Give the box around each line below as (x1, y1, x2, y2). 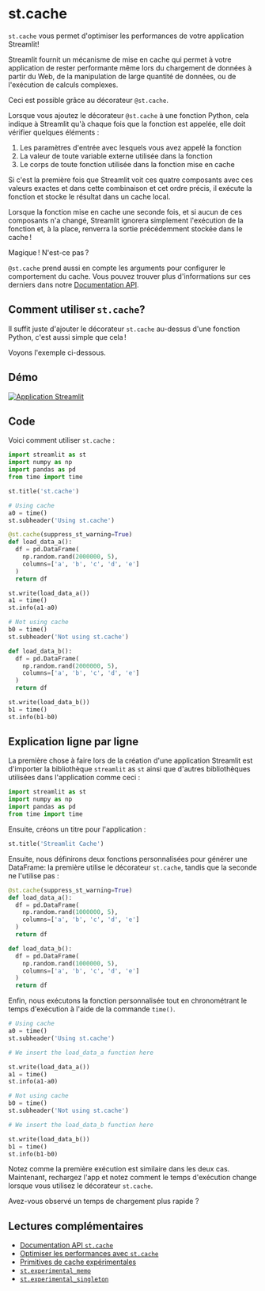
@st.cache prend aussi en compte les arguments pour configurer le (8, 263, 225, 272)
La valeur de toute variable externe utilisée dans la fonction (19, 151, 214, 161)
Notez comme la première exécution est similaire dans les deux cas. (8, 1164, 230, 1174)
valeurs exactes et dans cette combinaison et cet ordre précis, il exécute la (8, 183, 252, 192)
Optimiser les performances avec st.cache (19, 1249, 159, 1259)
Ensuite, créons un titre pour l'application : (8, 824, 146, 834)
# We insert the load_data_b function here (8, 1121, 154, 1129)
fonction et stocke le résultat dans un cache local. (8, 192, 171, 201)
